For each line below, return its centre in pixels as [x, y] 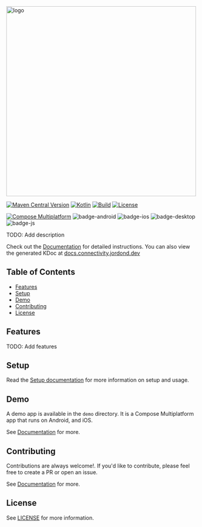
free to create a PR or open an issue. [52, 472]
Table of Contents [41, 272]
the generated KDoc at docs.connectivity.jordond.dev [73, 253]
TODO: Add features [32, 346]
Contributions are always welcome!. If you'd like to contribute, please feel [98, 466]
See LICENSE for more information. [50, 518]
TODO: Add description [35, 235]
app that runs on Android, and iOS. [49, 420]
